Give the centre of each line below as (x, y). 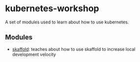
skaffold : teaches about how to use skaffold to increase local (74, 49)
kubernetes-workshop (52, 9)
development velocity (34, 54)
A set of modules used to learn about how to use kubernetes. (67, 22)
